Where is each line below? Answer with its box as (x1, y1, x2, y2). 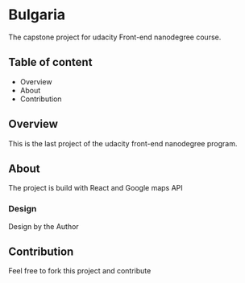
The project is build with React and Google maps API (8, 183, 183, 193)
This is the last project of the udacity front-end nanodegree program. (8, 138, 238, 148)
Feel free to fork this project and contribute (8, 266, 152, 276)
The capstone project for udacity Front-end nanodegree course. (8, 32, 222, 42)
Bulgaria (8, 6, 66, 24)
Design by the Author (8, 221, 79, 231)
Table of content (8, 55, 93, 69)
